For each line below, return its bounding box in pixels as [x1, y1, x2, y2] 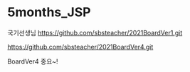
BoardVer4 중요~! [7, 57, 58, 66]
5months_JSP [7, 4, 91, 20]
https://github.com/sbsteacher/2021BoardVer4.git [7, 42, 154, 51]
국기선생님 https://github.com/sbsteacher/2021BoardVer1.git [7, 28, 183, 37]
